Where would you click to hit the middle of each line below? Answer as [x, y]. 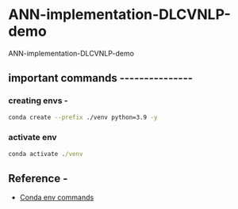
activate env [33, 138]
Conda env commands [57, 198]
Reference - [38, 179]
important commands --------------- [100, 78]
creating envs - [38, 101]
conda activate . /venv [46, 154]
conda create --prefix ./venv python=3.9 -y [83, 117]
